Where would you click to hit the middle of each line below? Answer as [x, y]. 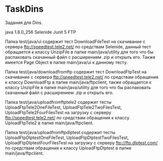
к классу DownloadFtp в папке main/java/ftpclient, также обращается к [78, 82]
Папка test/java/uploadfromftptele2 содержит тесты [58, 102]
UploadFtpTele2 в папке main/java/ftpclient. [49, 123]
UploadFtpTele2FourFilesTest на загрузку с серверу [58, 112]
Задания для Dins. [24, 23]
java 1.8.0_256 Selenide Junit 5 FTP [41, 32]
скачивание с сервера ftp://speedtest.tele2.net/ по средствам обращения [82, 77]
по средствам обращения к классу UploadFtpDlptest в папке [68, 148]
